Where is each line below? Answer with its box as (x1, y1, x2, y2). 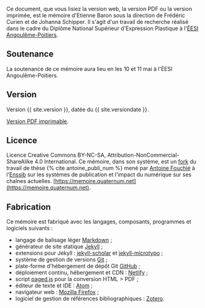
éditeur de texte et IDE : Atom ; (15, 282, 93, 290)
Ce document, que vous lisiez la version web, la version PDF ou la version (6, 6, 193, 12)
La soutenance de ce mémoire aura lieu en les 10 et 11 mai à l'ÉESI (6, 65, 173, 72)
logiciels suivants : (6, 225, 53, 232)
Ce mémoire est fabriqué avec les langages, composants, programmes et (6, 218, 192, 225)
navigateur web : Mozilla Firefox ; (15, 288, 99, 296)
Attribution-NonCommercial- (106, 151, 179, 159)
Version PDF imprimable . (6, 118, 69, 125)
